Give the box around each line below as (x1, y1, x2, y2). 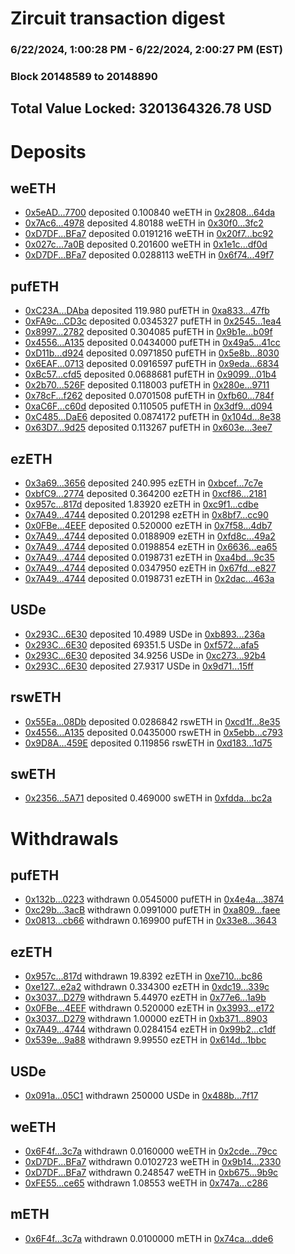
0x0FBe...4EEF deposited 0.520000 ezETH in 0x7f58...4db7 (24, 520, 273, 532)
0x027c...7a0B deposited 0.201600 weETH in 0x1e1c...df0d (24, 238, 268, 251)
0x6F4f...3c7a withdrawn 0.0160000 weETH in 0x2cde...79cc (24, 1145, 278, 1157)
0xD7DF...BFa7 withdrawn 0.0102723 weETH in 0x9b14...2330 (24, 1155, 282, 1167)
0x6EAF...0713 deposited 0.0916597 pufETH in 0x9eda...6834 (24, 358, 280, 370)
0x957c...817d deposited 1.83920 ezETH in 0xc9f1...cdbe (24, 498, 259, 511)
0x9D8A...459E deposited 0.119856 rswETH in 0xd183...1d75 (24, 737, 273, 749)
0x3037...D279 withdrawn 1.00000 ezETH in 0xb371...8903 (24, 1013, 268, 1025)
